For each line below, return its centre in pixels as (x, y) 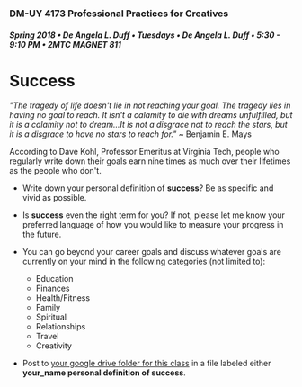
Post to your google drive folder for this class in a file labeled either (147, 364)
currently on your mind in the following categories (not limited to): (144, 261)
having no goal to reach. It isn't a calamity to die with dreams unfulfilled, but (151, 115)
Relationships (61, 327)
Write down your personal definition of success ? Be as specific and (148, 188)
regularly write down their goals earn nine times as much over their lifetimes (150, 161)
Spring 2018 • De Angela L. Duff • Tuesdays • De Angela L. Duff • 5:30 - (145, 35)
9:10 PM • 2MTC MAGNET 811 (65, 44)
